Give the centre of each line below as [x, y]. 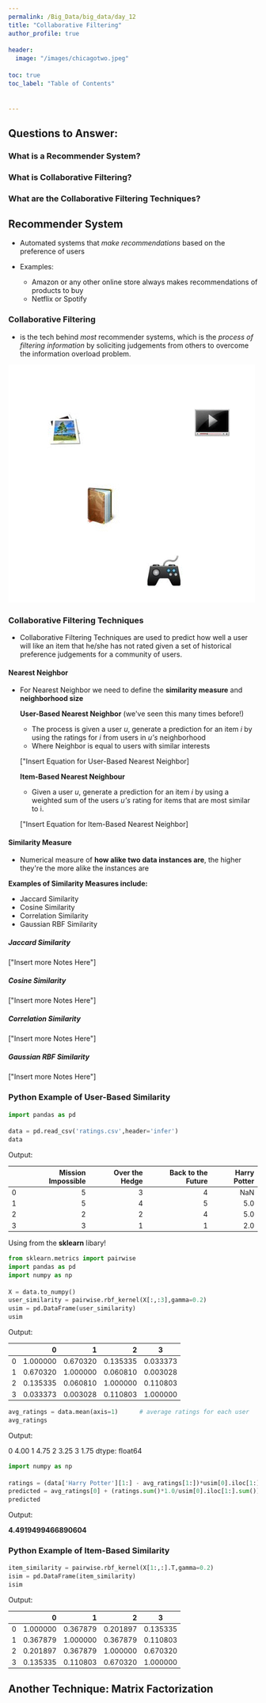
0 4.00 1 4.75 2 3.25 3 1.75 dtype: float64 [75, 1450]
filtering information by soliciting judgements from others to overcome [134, 345]
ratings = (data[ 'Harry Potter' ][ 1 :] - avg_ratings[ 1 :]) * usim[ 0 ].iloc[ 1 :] [134, 1483]
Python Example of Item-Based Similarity [89, 1551]
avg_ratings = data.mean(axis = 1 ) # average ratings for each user [129, 1412]
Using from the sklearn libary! [57, 1243]
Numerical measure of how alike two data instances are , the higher [130, 860]
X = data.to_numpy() [42, 1292]
